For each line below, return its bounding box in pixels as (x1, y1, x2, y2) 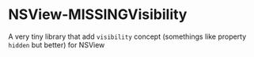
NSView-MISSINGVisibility (8, 6, 188, 24)
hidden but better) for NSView (8, 40, 105, 49)
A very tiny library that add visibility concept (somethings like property (8, 32, 247, 41)
